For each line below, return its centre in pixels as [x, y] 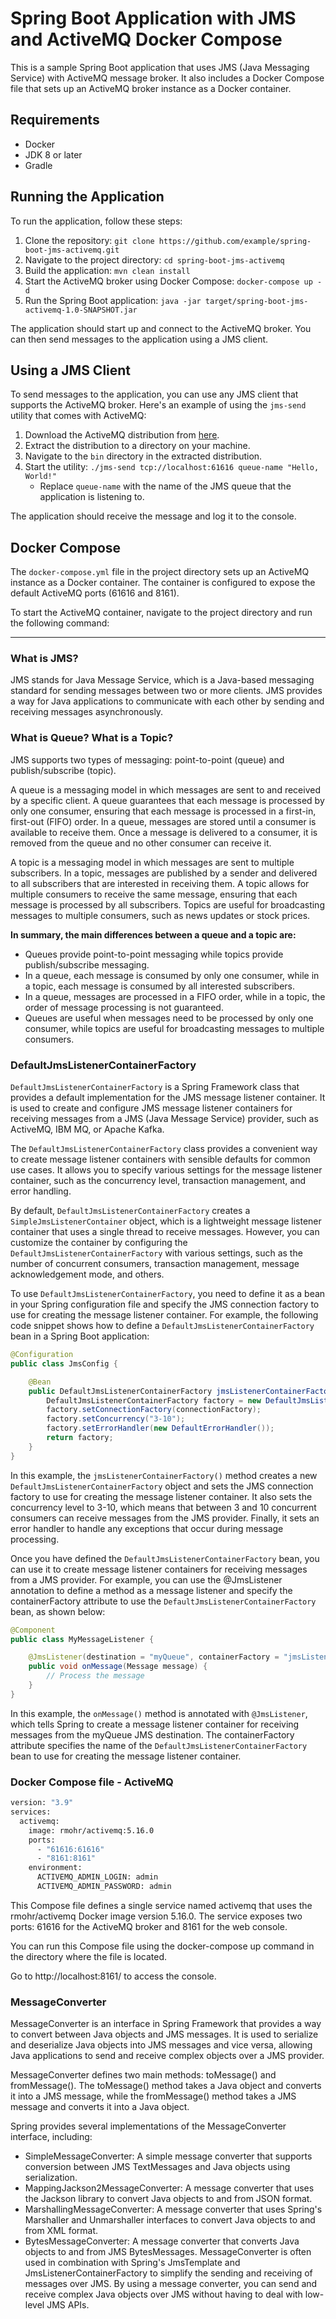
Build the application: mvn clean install [107, 270]
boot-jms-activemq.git [72, 250]
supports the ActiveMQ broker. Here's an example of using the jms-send [158, 405]
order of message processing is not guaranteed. [124, 1007]
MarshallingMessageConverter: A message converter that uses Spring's [173, 2209]
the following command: [60, 623]
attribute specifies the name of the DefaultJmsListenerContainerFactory [159, 1745]
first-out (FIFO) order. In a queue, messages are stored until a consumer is [163, 821]
